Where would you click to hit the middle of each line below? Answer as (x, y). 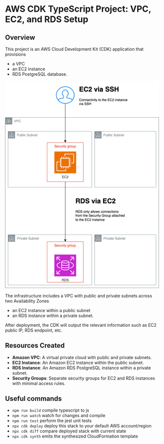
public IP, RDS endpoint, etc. (34, 330)
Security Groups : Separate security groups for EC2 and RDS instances (83, 378)
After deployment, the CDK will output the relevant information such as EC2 (81, 325)
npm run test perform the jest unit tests (52, 421)
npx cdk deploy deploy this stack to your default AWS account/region (82, 426)
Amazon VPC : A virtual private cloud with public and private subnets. (82, 357)
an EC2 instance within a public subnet (51, 310)
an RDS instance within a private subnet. (53, 316)
